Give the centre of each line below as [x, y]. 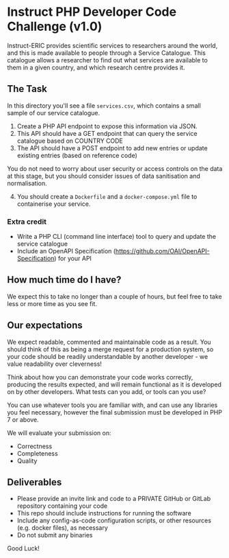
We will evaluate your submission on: [59, 432]
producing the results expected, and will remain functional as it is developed [114, 384]
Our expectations [45, 326]
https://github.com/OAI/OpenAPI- [162, 251]
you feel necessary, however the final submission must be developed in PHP [114, 412]
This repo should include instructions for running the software [104, 513]
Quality [27, 461]
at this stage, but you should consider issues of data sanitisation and [104, 176]
